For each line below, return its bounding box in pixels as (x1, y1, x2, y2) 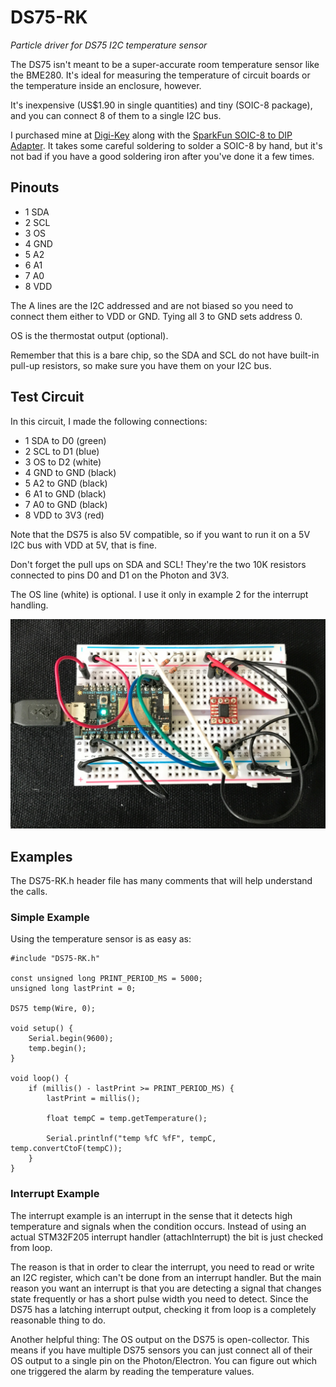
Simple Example (10, 910, 90, 924)
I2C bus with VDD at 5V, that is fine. (10, 539, 158, 551)
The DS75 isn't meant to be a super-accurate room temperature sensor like (10, 58, 320, 70)
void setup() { (10, 1024, 74, 1034)
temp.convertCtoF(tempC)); (10, 1144, 123, 1154)
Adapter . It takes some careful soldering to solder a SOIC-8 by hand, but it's (10, 139, 323, 151)
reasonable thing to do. (10, 1314, 106, 1326)
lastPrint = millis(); (46, 1094, 141, 1104)
